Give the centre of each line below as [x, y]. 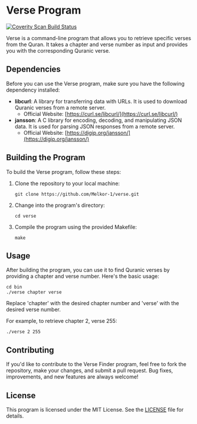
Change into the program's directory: [60, 205]
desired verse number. [33, 310]
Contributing [30, 350]
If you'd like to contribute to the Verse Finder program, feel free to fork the [96, 364]
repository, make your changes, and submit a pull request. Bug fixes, [90, 371]
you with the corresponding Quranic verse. [58, 50]
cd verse [25, 216]
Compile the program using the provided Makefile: [76, 227]
